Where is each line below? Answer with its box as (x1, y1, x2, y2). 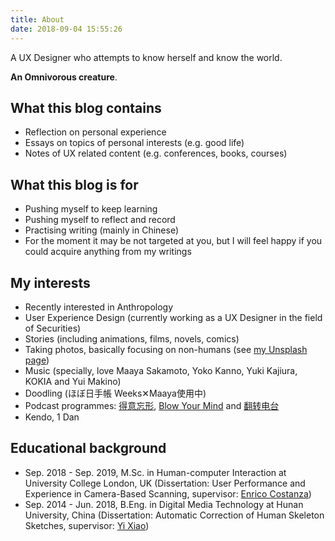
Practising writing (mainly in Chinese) (24, 224, 180, 236)
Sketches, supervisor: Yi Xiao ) (24, 519, 150, 531)
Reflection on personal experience (24, 126, 167, 138)
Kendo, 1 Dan (24, 411, 80, 423)
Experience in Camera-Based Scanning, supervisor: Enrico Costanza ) (24, 487, 312, 500)
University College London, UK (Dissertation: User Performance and (24, 477, 306, 489)
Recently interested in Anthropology (24, 301, 174, 313)
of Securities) (24, 322, 82, 334)
